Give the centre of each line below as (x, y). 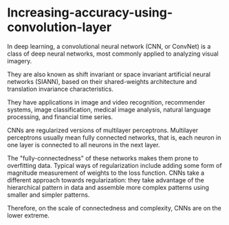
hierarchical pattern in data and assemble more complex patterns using (108, 187)
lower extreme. (29, 215)
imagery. (20, 61)
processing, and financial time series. (60, 117)
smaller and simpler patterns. (48, 195)
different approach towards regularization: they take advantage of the (106, 180)
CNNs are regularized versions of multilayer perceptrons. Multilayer (103, 130)
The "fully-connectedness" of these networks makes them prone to (103, 158)
